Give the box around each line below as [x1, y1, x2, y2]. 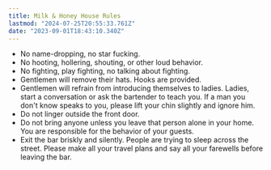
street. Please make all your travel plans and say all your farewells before [19, 143, 264, 154]
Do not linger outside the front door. [19, 109, 140, 119]
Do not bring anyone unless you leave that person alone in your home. [19, 118, 255, 128]
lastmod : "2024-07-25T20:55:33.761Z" [8, 19, 136, 28]
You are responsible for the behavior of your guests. [19, 126, 194, 136]
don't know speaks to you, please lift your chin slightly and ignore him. [19, 100, 256, 110]
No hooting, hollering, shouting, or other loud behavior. [19, 57, 204, 67]
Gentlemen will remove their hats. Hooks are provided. [19, 74, 202, 85]
